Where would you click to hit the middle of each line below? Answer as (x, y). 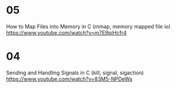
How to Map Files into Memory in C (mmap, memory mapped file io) (88, 26)
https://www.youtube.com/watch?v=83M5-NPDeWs (69, 79)
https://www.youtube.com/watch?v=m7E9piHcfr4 (67, 32)
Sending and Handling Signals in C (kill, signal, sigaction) (75, 72)
